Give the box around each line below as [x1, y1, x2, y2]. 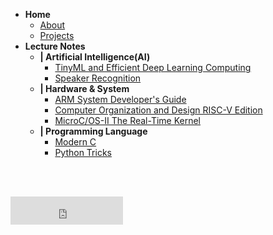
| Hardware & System [39, 83, 130, 94]
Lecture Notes [24, 40, 86, 52]
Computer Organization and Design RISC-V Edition [54, 104, 263, 116]
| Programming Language [39, 125, 148, 137]
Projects [39, 30, 75, 41]
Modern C [54, 136, 97, 148]
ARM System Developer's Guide [54, 94, 187, 105]
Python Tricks [54, 147, 112, 158]
